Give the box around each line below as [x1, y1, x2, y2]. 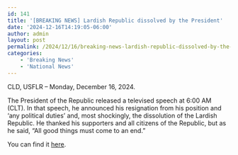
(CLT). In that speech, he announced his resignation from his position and [7, 103, 222, 112]
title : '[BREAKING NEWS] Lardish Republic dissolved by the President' [7, 17, 223, 24]
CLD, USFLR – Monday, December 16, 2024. [7, 82, 136, 91]
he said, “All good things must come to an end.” [7, 126, 146, 134]
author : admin [7, 30, 50, 38]
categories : [7, 50, 42, 57]
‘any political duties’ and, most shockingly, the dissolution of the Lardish [7, 111, 217, 120]
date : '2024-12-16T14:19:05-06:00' [7, 23, 113, 30]
